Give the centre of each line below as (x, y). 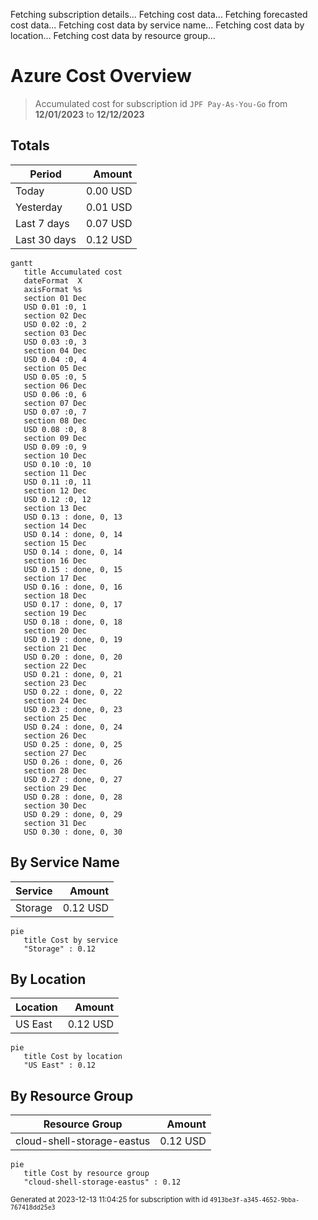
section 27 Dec (55, 753)
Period (45, 174)
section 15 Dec (55, 543)
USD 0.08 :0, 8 (55, 429)
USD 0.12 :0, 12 (57, 499)
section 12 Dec (55, 490)
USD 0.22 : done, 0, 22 (73, 692)
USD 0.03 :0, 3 (55, 342)
